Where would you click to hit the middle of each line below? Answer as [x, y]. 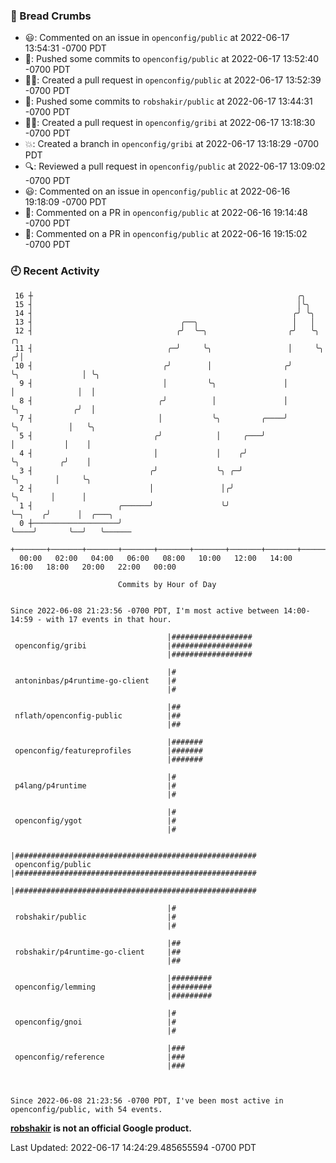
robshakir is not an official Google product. [101, 1128]
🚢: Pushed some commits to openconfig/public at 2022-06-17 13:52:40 [172, 59]
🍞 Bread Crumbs [51, 16]
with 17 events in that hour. [109, 619]
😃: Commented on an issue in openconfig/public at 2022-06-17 [157, 38]
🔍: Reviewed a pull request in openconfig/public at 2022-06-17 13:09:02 [175, 166]
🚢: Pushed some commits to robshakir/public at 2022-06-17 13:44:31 [168, 101]
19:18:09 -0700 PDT [66, 202]
